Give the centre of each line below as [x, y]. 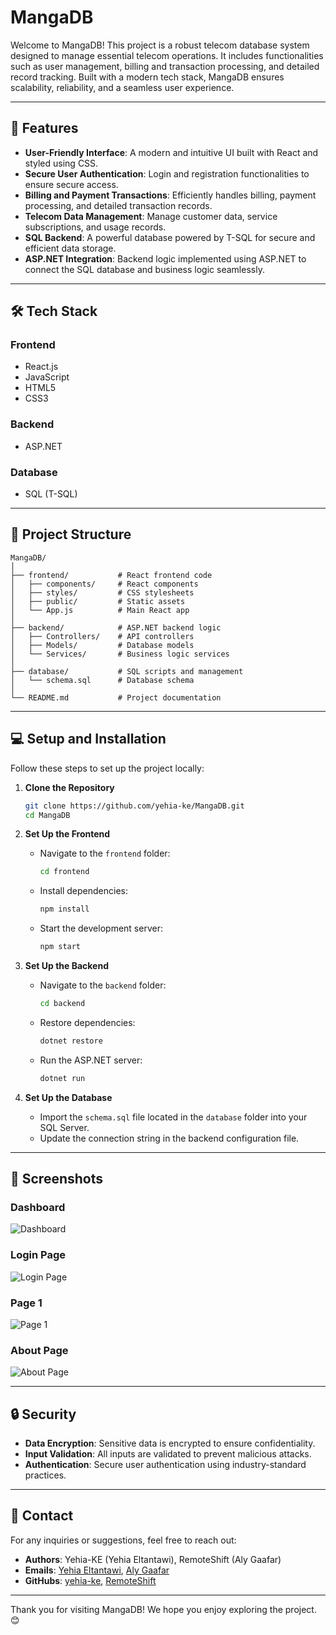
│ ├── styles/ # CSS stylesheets [102, 592]
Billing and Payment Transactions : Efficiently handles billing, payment [170, 195]
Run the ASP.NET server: [91, 1060]
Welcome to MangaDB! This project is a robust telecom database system [160, 45]
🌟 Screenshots [57, 1179]
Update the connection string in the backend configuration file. [169, 1138]
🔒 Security [43, 1414]
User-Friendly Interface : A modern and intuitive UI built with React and [171, 152]
